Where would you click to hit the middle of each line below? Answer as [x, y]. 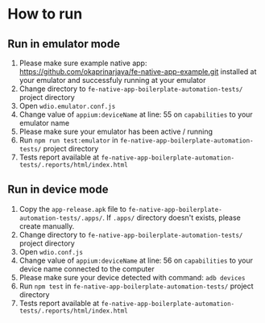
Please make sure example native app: [83, 63]
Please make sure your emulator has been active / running [116, 131]
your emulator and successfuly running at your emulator [112, 80]
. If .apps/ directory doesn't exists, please [172, 217]
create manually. [47, 226]
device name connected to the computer [87, 269]
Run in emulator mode [64, 44]
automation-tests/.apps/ [61, 218]
